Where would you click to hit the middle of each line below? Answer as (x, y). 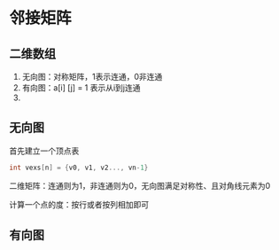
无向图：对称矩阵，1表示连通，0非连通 (92, 77)
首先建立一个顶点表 (44, 151)
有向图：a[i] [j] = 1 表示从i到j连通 (81, 88)
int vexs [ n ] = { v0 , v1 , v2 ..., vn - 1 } (79, 168)
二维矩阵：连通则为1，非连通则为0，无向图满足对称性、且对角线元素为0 (140, 185)
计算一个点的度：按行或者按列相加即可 (79, 204)
